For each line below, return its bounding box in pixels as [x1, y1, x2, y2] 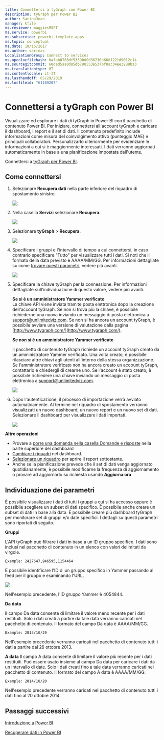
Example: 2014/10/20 [5, 679, 47, 684]
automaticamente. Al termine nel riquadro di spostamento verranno [12, 402, 148, 408]
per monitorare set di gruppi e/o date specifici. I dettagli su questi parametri [5, 515, 158, 521]
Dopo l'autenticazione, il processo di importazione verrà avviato [12, 396, 141, 403]
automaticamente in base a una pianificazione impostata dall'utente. [5, 149, 143, 155]
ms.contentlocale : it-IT [5, 71, 56, 76]
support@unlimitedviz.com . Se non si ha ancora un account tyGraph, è [12, 317, 155, 323]
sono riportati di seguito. [5, 520, 55, 526]
